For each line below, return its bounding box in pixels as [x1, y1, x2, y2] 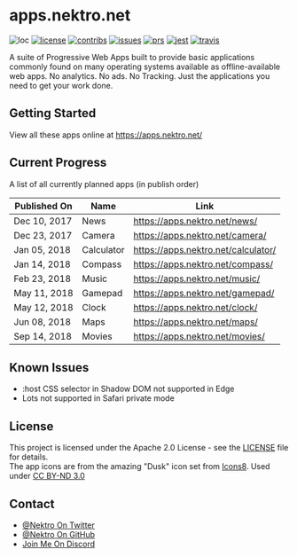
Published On [14, 200, 73, 212]
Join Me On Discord [21, 538, 96, 549]
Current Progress [9, 155, 107, 170]
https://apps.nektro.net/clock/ [133, 301, 258, 313]
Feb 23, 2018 [13, 272, 72, 285]
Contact [9, 496, 55, 511]
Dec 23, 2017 [13, 229, 73, 241]
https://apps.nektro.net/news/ [133, 215, 258, 227]
